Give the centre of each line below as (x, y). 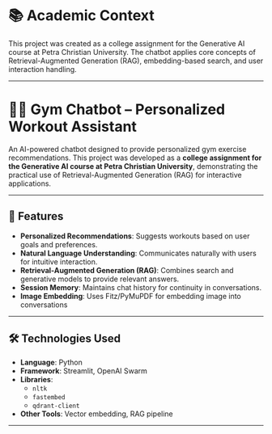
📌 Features (36, 216)
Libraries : (36, 379)
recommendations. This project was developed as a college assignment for (135, 158)
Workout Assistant (73, 127)
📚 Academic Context (82, 16)
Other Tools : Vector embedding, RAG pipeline (97, 414)
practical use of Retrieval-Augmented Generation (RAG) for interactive (125, 175)
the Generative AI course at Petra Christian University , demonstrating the (133, 166)
